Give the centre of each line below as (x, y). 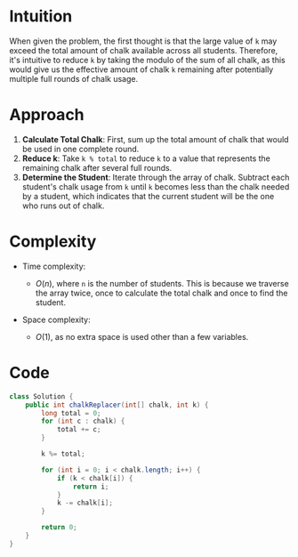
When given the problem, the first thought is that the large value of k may (143, 41)
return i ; (91, 487)
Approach (47, 115)
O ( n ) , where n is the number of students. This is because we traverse (162, 283)
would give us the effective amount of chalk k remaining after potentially (141, 69)
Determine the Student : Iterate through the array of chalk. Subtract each (156, 177)
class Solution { (41, 396)
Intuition (41, 16)
